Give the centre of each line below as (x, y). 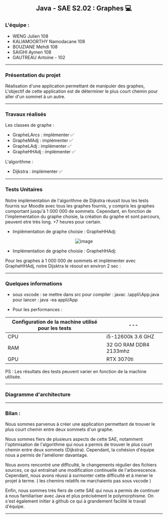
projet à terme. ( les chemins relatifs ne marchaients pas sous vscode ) (78, 481)
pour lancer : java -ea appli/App (45, 300)
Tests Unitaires (24, 189)
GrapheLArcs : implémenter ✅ (43, 135)
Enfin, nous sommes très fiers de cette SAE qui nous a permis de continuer (82, 490)
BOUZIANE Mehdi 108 (35, 47)
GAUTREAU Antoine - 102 (39, 57)
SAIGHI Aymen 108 (32, 52)
